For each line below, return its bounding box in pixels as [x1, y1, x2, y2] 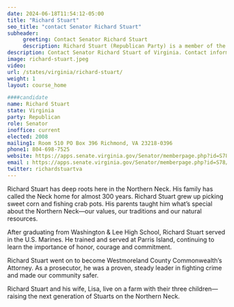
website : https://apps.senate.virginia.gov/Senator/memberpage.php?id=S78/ [7, 153, 232, 160]
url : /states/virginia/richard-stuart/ [7, 68, 123, 75]
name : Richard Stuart [7, 100, 70, 108]
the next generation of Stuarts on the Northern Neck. [28, 292, 180, 300]
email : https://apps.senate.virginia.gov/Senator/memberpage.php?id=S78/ [7, 159, 229, 166]
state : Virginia [7, 107, 54, 114]
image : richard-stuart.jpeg [7, 56, 89, 63]
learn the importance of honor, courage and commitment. [7, 242, 172, 251]
